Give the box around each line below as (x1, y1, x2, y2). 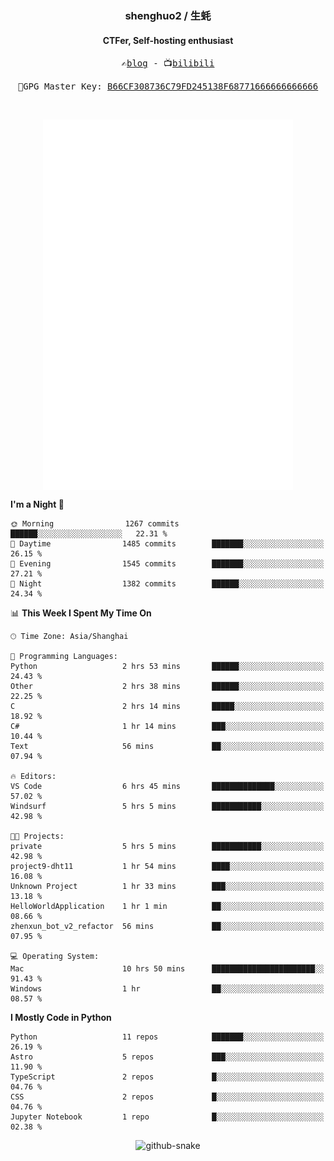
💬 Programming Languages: (10, 652, 118, 662)
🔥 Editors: (10, 772, 57, 782)
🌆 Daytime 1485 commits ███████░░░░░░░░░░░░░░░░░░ (10, 539, 325, 549)
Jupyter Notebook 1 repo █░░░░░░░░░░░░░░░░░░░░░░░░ (10, 1112, 325, 1122)
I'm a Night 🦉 (10, 498, 65, 511)
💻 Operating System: (10, 952, 100, 962)
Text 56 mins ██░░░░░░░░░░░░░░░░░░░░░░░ (10, 742, 325, 752)
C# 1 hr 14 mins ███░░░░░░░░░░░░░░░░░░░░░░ (10, 722, 325, 732)
